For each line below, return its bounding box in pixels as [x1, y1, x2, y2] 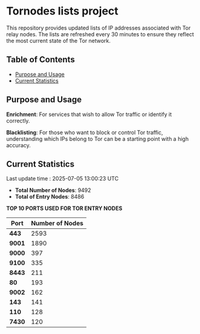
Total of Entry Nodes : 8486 [15, 193, 85, 201]
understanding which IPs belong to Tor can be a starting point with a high [6, 135, 189, 143]
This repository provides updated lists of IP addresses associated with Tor [6, 24, 191, 31]
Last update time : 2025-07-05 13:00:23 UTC [6, 175, 119, 182]
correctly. [6, 117, 30, 124]
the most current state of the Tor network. [6, 37, 111, 44]
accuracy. [6, 141, 31, 149]
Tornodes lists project [6, 4, 119, 18]
